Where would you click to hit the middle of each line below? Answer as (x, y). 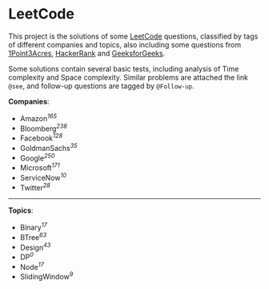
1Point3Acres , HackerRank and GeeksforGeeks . (87, 53)
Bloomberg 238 (44, 128)
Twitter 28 (35, 187)
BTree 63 (33, 236)
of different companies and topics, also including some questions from (125, 44)
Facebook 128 (41, 137)
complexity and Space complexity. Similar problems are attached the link (128, 77)
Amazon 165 (38, 117)
